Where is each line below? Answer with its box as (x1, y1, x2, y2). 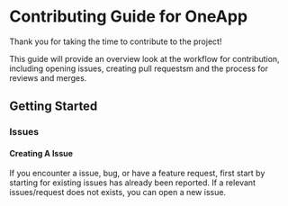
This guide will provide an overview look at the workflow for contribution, (9, 53, 281, 64)
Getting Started (9, 99, 98, 114)
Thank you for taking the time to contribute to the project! (9, 36, 222, 47)
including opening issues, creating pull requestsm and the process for (9, 63, 268, 74)
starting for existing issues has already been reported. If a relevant (9, 177, 256, 188)
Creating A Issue (9, 148, 74, 158)
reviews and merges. (9, 72, 87, 83)
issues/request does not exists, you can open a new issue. (9, 187, 227, 198)
